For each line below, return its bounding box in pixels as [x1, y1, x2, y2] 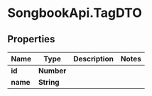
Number [38, 66, 67, 76]
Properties [7, 33, 55, 45]
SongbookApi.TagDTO [7, 5, 142, 21]
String [38, 78, 60, 87]
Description [73, 54, 114, 64]
